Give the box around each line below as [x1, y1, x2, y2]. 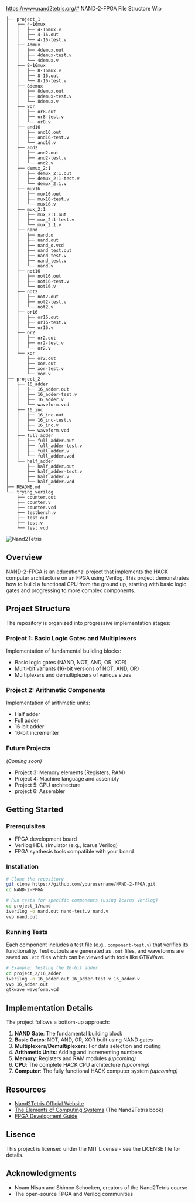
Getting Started [6, 804, 64, 814]
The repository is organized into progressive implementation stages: [6, 619, 171, 626]
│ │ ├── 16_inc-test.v [6, 417, 72, 423]
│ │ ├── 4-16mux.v [6, 26, 61, 32]
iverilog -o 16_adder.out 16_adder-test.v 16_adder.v [6, 976, 141, 982]
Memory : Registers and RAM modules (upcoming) [14, 1055, 136, 1062]
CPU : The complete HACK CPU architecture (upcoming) [14, 1061, 150, 1068]
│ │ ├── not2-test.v [6, 299, 67, 305]
